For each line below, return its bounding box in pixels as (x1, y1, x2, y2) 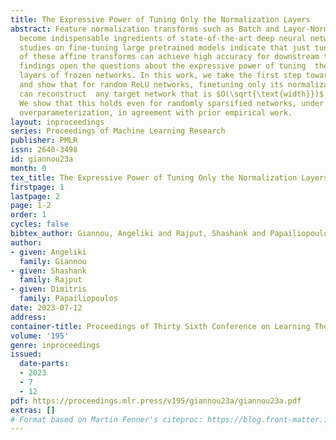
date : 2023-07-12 (10, 303, 83, 313)
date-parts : (19, 359, 70, 369)
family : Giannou (19, 256, 87, 266)
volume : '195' (10, 331, 70, 341)
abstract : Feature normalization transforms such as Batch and (10, 24, 280, 34)
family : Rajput (19, 275, 83, 285)
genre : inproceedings (10, 340, 101, 350)
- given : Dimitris (10, 284, 87, 295)
